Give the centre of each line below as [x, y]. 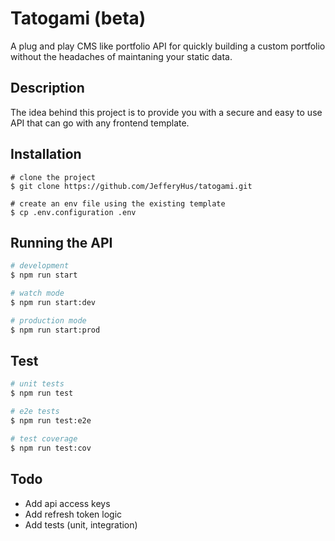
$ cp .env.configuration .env [73, 212]
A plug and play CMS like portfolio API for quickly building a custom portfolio [168, 46]
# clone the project [53, 177]
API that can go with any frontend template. [100, 123]
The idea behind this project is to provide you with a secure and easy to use [166, 112]
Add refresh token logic [73, 514]
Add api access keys [67, 503]
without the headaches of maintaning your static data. [121, 56]
